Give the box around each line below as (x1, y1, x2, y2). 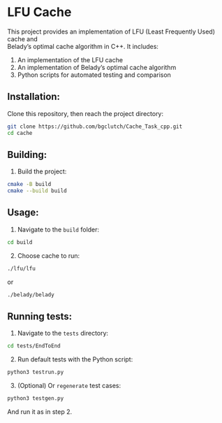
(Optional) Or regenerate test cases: (17, 382, 121, 390)
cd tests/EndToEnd (7, 343, 61, 350)
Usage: (7, 207, 40, 219)
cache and (7, 34, 38, 43)
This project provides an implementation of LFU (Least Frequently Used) (7, 27, 215, 36)
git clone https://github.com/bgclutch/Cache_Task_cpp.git (7, 123, 183, 130)
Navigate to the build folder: (17, 225, 100, 234)
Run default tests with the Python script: (17, 355, 133, 364)
